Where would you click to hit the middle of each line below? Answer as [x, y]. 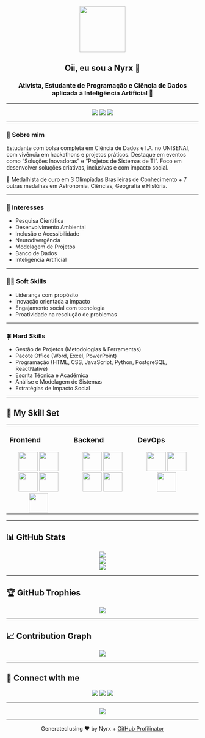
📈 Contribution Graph [49, 636]
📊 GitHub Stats [36, 537]
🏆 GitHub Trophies [44, 593]
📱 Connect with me [43, 678]
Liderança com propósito [47, 295]
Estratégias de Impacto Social [52, 388]
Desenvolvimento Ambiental [51, 227]
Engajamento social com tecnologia [60, 308]
